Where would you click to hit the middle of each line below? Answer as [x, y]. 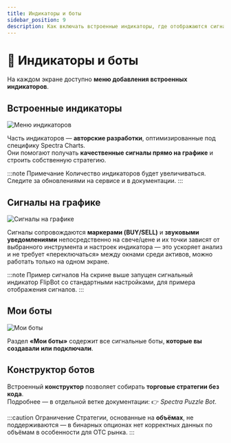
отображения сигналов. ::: [46, 289]
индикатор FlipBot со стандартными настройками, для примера [101, 282]
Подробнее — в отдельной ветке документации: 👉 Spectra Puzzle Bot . [112, 401]
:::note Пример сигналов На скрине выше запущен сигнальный [100, 274]
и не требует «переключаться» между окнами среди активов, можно [110, 254]
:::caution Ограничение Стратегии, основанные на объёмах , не [100, 418]
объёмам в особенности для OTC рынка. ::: [71, 432]
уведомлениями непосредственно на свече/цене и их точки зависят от [113, 239]
